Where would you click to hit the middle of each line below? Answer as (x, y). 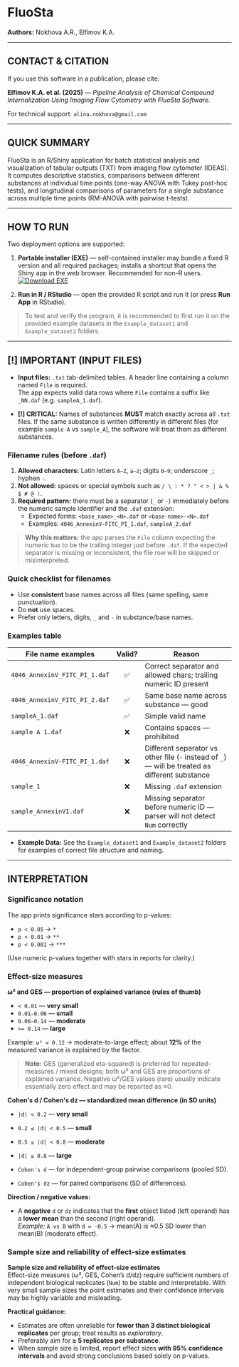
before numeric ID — (180, 807)
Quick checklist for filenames (59, 579)
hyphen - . (32, 478)
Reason (186, 654)
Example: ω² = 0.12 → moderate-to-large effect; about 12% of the (104, 1042)
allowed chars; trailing (181, 675)
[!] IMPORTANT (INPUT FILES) (75, 360)
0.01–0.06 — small (45, 1013)
